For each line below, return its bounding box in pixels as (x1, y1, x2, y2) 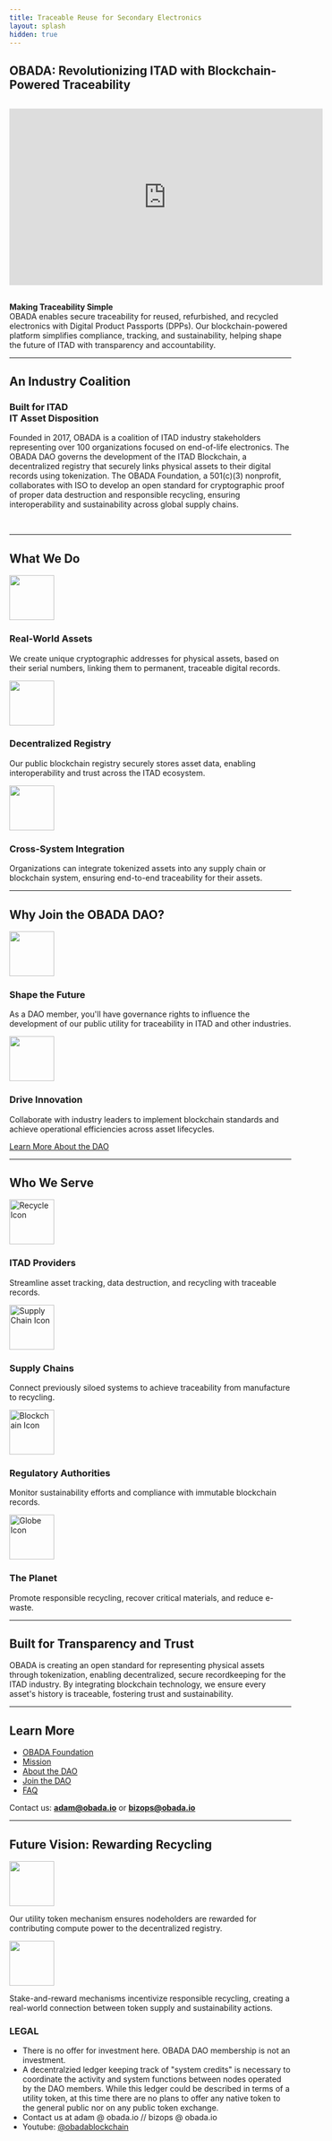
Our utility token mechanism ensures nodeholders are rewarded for (9, 1913, 257, 1924)
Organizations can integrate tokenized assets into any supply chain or (9, 863, 267, 874)
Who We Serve (9, 1175, 94, 1190)
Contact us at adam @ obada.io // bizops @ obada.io (21, 2112, 217, 2123)
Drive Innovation (9, 1094, 83, 1106)
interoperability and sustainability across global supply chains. (9, 499, 239, 510)
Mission (21, 1756, 52, 1768)
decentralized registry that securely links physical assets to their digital (9, 461, 271, 472)
